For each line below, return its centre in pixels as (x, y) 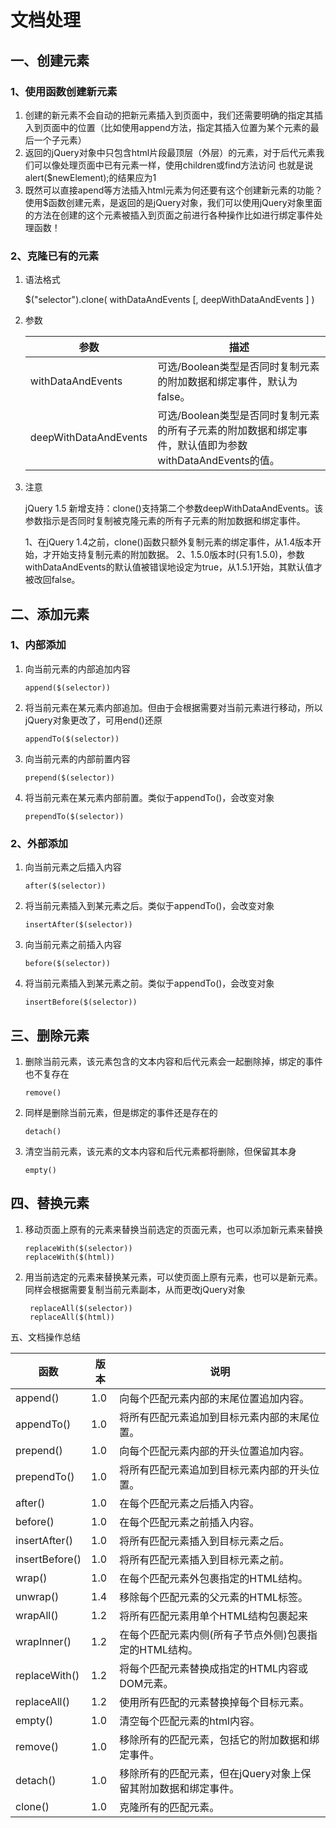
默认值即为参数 (212, 446)
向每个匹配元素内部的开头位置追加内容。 (214, 1451)
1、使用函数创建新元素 (64, 91)
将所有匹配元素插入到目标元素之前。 (204, 1559)
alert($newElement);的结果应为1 (90, 177)
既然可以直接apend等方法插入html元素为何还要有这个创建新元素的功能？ (173, 190)
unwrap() (37, 1596)
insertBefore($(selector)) (81, 1002)
